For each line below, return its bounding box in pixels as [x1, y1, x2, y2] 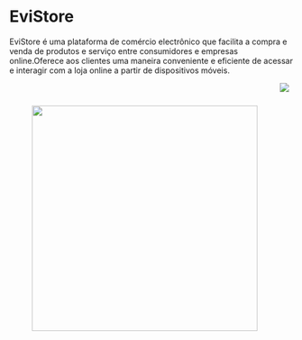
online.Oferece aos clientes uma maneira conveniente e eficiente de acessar [9, 55, 293, 66]
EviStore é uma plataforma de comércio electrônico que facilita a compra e [9, 36, 288, 47]
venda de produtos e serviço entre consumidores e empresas [9, 45, 239, 56]
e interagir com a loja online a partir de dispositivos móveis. [9, 65, 230, 76]
